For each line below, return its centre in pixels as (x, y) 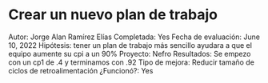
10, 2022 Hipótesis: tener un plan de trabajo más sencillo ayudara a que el (130, 45)
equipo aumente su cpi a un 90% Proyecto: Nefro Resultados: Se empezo (130, 53)
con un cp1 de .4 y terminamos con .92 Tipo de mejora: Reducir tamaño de (131, 62)
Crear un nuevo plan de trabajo (113, 15)
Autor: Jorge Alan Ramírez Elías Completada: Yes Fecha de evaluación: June (134, 37)
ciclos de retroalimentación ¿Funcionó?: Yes (81, 70)
